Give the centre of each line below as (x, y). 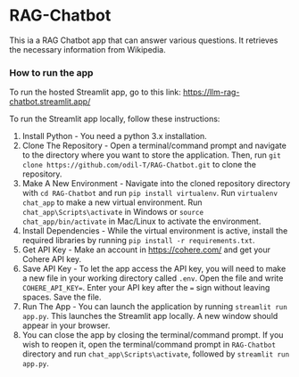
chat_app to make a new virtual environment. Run (112, 202)
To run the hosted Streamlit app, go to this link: (95, 92)
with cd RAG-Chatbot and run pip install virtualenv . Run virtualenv (150, 193)
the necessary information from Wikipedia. (88, 49)
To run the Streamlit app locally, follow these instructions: (115, 119)
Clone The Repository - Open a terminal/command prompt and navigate (154, 146)
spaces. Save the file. (62, 297)
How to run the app (51, 72)
